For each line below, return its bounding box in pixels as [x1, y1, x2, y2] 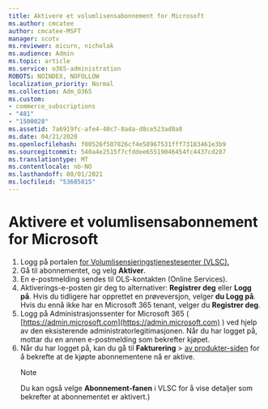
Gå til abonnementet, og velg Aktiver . [19, 265, 147, 275]
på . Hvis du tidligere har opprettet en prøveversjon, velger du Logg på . [19, 291, 257, 301]
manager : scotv [8, 34, 60, 43]
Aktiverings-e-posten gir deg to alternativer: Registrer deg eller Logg [19, 282, 253, 292]
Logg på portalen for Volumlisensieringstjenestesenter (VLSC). [19, 256, 230, 266]
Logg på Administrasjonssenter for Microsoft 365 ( [19, 308, 189, 318]
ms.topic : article [8, 58, 70, 66]
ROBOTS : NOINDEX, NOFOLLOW [8, 72, 100, 80]
